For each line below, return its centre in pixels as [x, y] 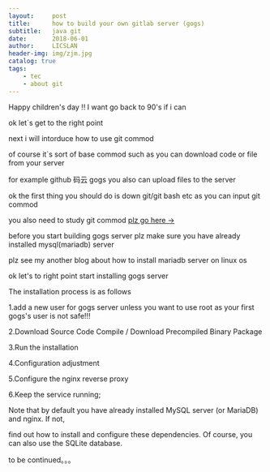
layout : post [38, 16]
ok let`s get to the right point [56, 122]
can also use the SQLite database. [66, 443]
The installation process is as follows [70, 291]
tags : [17, 69]
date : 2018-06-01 [49, 39]
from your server [36, 162]
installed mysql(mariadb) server [62, 244]
